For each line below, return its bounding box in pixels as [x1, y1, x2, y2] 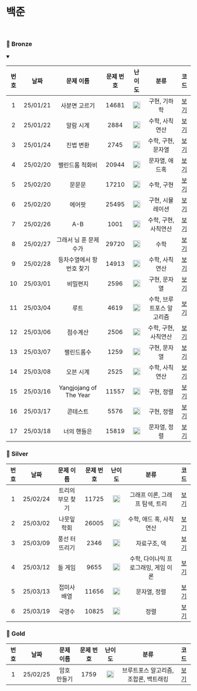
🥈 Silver [6, 450, 29, 458]
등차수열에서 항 [57, 256, 98, 264]
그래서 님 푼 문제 [56, 236, 100, 244]
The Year [65, 391, 91, 399]
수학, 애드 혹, [128, 515, 162, 523]
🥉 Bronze [6, 39, 32, 48]
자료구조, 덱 [135, 539, 167, 547]
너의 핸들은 [63, 427, 93, 436]
